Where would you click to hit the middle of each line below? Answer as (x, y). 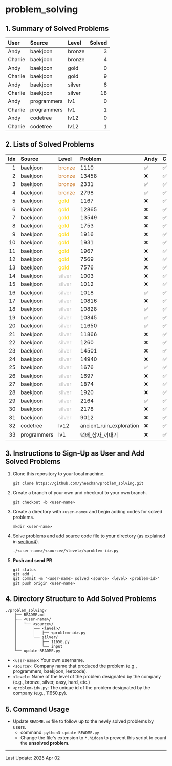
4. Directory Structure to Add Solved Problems (81, 599)
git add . (23, 574)
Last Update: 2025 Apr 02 (33, 758)
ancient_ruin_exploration (110, 425)
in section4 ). (26, 541)
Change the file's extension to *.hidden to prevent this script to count (93, 738)
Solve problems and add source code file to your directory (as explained (89, 536)
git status (24, 570)
